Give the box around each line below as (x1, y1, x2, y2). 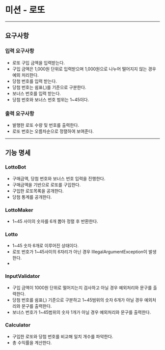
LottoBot (5, 164, 26, 171)
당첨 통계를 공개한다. (12, 194, 52, 200)
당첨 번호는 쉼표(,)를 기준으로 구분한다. (12, 84, 86, 90)
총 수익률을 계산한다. (12, 340, 52, 346)
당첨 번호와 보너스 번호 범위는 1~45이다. (12, 96, 89, 102)
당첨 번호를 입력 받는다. (12, 78, 57, 84)
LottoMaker (5, 206, 33, 213)
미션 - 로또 (5, 4, 45, 16)
